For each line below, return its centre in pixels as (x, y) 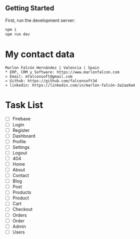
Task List (24, 105)
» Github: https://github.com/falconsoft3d (51, 81)
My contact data (40, 54)
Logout (20, 153)
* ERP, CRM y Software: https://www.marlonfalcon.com (62, 72)
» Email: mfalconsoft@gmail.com (39, 76)
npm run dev (17, 34)
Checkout (22, 209)
